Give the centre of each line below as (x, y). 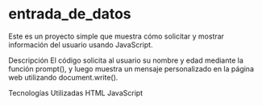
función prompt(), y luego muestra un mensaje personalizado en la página (131, 68)
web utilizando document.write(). (63, 77)
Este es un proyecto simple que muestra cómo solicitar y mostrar (116, 36)
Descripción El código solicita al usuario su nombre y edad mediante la (126, 60)
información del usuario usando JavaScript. (81, 44)
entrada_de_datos (70, 14)
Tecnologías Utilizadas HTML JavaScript (76, 92)
